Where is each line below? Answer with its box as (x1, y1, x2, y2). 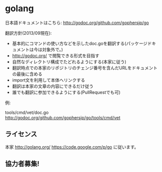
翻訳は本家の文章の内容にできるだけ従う (12, 83, 94, 89)
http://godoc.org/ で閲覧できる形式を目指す (12, 52, 100, 59)
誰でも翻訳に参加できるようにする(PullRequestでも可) (12, 89, 121, 95)
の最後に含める (12, 71, 42, 77)
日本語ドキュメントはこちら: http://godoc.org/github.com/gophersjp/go (5, 20, 149, 25)
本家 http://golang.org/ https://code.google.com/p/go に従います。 (5, 144, 139, 150)
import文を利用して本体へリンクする (12, 77, 85, 83)
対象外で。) (42, 46, 63, 52)
